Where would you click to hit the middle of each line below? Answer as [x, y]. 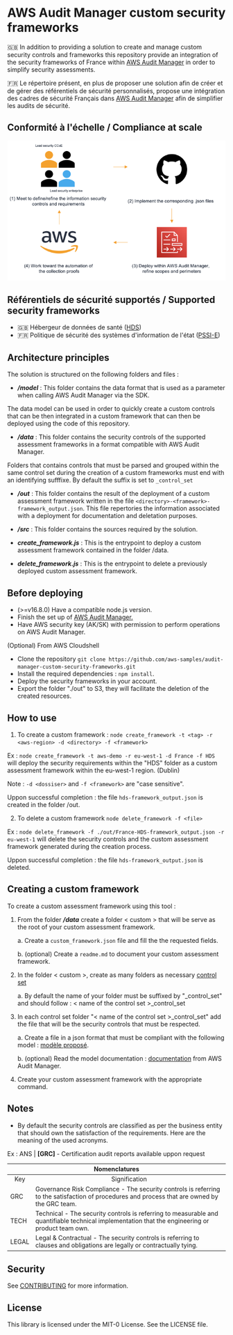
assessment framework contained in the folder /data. [93, 550]
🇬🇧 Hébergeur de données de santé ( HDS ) [79, 327]
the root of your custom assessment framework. [86, 927]
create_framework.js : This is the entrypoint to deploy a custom [109, 543]
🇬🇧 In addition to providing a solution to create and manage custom [105, 47]
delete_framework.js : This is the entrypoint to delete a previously [112, 564]
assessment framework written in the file [76, 501]
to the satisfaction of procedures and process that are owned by [127, 1196]
